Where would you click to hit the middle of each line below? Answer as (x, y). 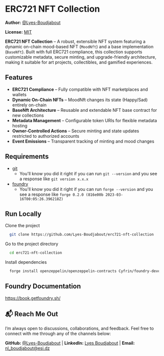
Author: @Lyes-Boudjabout (33, 22)
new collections (28, 115)
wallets (19, 94)
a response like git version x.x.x (54, 179)
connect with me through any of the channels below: (58, 334)
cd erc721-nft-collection (36, 253)
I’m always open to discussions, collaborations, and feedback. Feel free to (80, 328)
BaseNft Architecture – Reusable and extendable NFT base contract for (84, 110)
